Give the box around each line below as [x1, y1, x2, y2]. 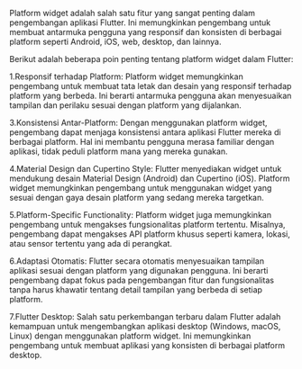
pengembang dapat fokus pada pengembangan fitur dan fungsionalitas [9, 274, 275, 285]
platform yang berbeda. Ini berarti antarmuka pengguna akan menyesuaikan [9, 90, 292, 101]
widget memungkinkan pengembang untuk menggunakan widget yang [9, 183, 272, 193]
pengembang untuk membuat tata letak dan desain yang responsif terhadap [9, 81, 292, 91]
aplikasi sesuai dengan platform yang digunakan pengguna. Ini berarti [9, 265, 269, 275]
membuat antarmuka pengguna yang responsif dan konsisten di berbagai [9, 27, 282, 37]
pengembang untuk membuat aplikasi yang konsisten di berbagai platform [9, 340, 286, 350]
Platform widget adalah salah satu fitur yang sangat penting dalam [9, 8, 255, 18]
